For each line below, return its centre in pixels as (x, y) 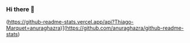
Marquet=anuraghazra (33, 28)
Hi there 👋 (21, 9)
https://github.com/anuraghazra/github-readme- (125, 28)
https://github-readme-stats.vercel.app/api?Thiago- (71, 22)
